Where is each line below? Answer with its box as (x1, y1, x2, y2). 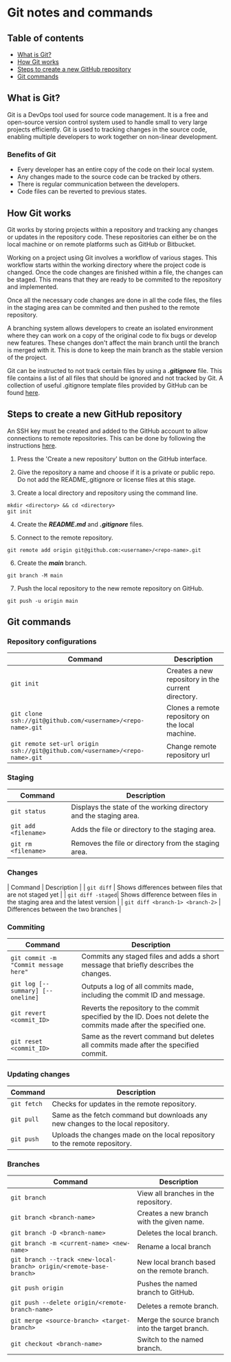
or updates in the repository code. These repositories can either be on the (7, 233, 217, 241)
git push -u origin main (7, 597, 78, 604)
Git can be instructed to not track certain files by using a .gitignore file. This (7, 366, 222, 374)
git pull (10, 1115, 39, 1123)
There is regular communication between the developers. (16, 180, 180, 189)
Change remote (166, 742, 217, 752)
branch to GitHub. (137, 1287, 195, 1297)
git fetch (10, 1100, 43, 1107)
